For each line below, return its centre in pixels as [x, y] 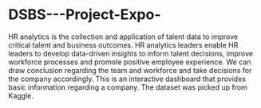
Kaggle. [21, 95]
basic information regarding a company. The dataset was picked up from [128, 87]
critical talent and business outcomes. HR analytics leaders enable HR [123, 44]
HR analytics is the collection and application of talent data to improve [123, 37]
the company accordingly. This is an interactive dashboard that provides [127, 79]
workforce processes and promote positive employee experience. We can [130, 62]
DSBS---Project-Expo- [85, 15]
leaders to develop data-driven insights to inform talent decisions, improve [131, 53]
